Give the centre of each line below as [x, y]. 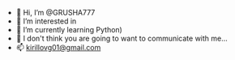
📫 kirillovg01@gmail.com [58, 47]
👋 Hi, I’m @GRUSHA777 [56, 13]
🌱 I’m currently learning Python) [69, 30]
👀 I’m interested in [46, 21]
